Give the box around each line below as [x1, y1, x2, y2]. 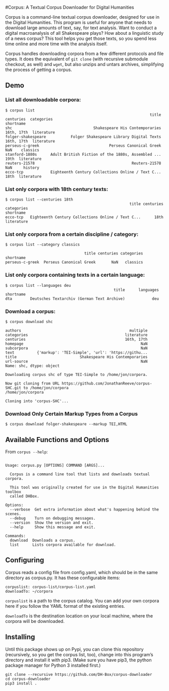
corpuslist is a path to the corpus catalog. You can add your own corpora [5, 597, 159, 604]
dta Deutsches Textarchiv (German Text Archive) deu [5, 296, 159, 301]
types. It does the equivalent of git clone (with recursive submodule [5, 56, 148, 62]
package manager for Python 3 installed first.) [5, 662, 101, 668]
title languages [113, 287, 159, 292]
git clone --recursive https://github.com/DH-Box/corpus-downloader [5, 672, 152, 677]
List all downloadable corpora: [5, 96, 81, 103]
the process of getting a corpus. [5, 67, 72, 73]
